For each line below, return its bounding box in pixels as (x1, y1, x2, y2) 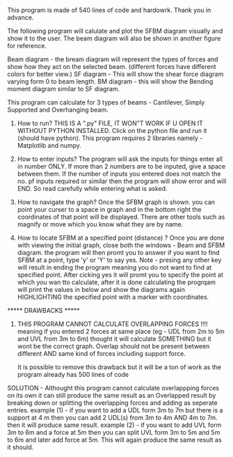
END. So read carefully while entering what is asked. (17, 185, 168, 192)
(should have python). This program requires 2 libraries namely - (17, 134, 203, 142)
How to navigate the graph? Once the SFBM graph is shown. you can (17, 198, 216, 206)
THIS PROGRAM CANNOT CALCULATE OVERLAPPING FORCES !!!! (17, 320, 208, 328)
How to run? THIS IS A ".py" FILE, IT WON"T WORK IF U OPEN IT (17, 119, 203, 127)
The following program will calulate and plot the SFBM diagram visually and (7, 27, 223, 35)
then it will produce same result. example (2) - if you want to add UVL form (7, 421, 222, 429)
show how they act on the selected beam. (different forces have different (7, 63, 217, 70)
